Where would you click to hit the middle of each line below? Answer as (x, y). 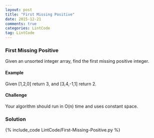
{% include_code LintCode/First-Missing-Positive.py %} (63, 130)
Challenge (16, 95)
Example (14, 72)
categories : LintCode (28, 28)
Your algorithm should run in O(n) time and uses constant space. (72, 106)
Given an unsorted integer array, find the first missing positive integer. (77, 61)
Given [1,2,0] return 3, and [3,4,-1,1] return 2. (51, 84)
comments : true (21, 24)
